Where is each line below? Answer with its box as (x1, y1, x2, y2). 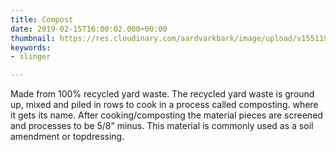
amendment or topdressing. (10, 131, 125, 143)
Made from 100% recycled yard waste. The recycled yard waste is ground (10, 88, 315, 100)
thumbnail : (10, 33, 56, 43)
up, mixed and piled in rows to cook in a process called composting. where (10, 99, 319, 111)
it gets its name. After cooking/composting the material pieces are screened (10, 109, 323, 121)
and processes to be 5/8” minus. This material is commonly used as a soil (10, 120, 314, 132)
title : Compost (10, 14, 74, 25)
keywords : (10, 42, 52, 53)
